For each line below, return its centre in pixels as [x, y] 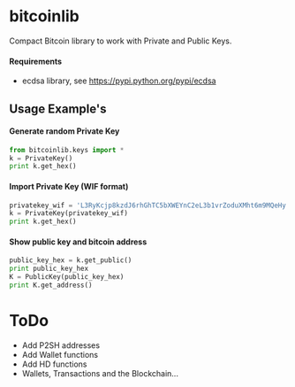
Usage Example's [58, 108]
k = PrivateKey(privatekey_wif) [68, 213]
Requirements [36, 61]
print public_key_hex [49, 269]
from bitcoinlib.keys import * [67, 150]
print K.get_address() [51, 285]
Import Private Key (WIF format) [69, 186]
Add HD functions [54, 364]
